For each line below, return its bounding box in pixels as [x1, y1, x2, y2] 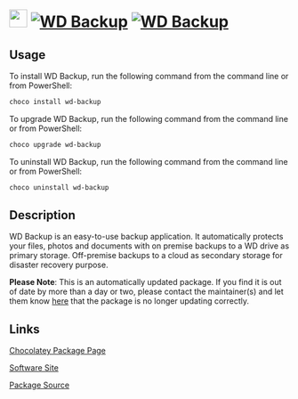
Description [9, 208, 76, 223]
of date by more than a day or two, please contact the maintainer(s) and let [9, 286, 285, 297]
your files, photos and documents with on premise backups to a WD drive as [9, 240, 290, 251]
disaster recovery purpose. [9, 259, 109, 271]
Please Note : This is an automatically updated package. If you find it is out [9, 277, 282, 288]
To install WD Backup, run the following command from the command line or [9, 71, 289, 81]
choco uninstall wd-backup [9, 183, 109, 191]
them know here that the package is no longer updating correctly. [9, 296, 250, 306]
